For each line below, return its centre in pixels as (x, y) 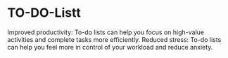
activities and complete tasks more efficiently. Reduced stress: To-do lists (114, 39)
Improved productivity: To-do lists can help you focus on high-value (106, 32)
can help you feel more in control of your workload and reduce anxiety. (110, 47)
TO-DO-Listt (44, 13)
